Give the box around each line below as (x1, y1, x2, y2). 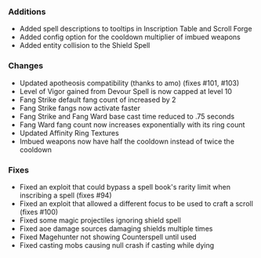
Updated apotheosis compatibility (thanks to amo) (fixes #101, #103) (19, 78, 240, 88)
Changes (8, 60, 44, 71)
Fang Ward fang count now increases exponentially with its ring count (19, 120, 245, 129)
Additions (8, 6, 46, 17)
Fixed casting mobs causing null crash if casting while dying (19, 240, 215, 249)
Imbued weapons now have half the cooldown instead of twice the (19, 136, 235, 146)
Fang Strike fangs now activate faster (19, 103, 141, 112)
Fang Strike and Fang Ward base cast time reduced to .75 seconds (19, 111, 235, 121)
